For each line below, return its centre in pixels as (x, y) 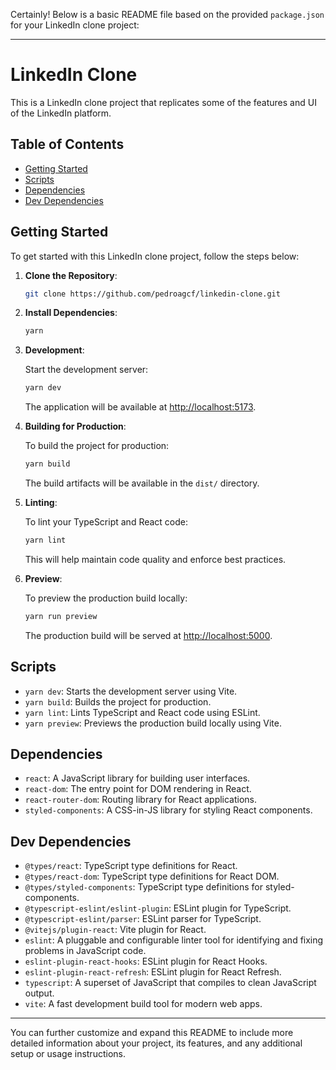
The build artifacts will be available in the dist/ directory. (142, 483)
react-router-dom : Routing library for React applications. (141, 800)
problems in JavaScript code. (85, 951)
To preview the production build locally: (106, 598)
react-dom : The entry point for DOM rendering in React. (138, 789)
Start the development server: (86, 370)
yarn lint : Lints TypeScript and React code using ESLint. (142, 712)
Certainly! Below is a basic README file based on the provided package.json (167, 14)
